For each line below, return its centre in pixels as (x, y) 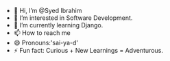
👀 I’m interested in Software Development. (73, 18)
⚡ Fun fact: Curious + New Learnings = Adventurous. (88, 50)
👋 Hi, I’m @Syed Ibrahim (48, 11)
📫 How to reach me (42, 33)
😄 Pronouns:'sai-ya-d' (46, 42)
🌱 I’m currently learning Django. (58, 25)
